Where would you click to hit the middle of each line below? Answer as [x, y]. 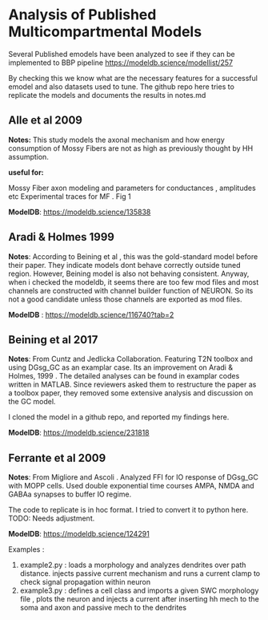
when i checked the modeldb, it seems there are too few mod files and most [134, 282]
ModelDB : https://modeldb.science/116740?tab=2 [91, 314]
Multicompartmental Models [105, 32]
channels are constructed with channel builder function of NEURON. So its [131, 290]
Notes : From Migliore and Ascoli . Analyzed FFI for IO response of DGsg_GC [133, 477]
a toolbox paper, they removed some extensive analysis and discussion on [131, 393]
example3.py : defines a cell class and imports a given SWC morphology [139, 590]
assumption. [29, 156]
